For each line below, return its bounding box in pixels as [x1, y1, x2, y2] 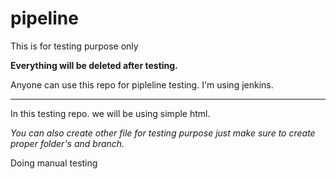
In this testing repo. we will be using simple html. [10, 107, 211, 119]
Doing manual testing [10, 157, 98, 169]
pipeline [10, 7, 79, 30]
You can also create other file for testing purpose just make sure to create [10, 127, 316, 139]
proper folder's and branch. [10, 137, 125, 149]
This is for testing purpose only [10, 40, 139, 52]
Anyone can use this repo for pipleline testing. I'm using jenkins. [10, 78, 274, 91]
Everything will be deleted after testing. [10, 59, 178, 71]
